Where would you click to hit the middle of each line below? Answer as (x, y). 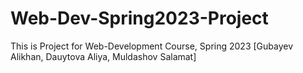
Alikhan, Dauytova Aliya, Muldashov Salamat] (103, 56)
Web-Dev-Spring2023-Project (139, 18)
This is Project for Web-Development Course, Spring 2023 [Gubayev (152, 46)
